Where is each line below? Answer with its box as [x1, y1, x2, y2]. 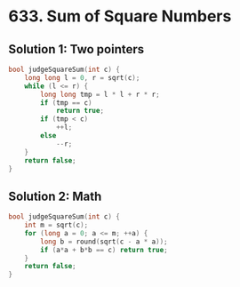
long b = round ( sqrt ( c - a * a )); [40, 237, 168, 246]
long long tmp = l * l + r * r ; [40, 90, 161, 99]
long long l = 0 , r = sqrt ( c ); [24, 73, 140, 82]
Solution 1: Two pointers [8, 42, 145, 57]
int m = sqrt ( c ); [24, 220, 89, 230]
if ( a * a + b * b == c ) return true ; [40, 245, 168, 254]
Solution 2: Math [8, 188, 102, 203]
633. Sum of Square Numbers [8, 6, 232, 27]
